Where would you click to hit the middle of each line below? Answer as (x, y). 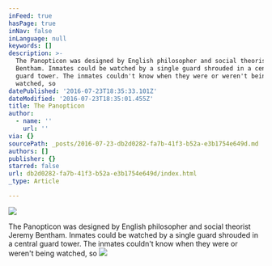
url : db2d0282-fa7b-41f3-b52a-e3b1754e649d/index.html (103, 174)
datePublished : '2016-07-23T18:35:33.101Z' (83, 91)
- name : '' (34, 121)
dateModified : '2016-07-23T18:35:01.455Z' (81, 99)
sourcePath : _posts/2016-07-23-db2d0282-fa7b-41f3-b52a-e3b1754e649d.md (134, 144)
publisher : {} (32, 158)
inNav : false (30, 31)
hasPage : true (32, 23)
